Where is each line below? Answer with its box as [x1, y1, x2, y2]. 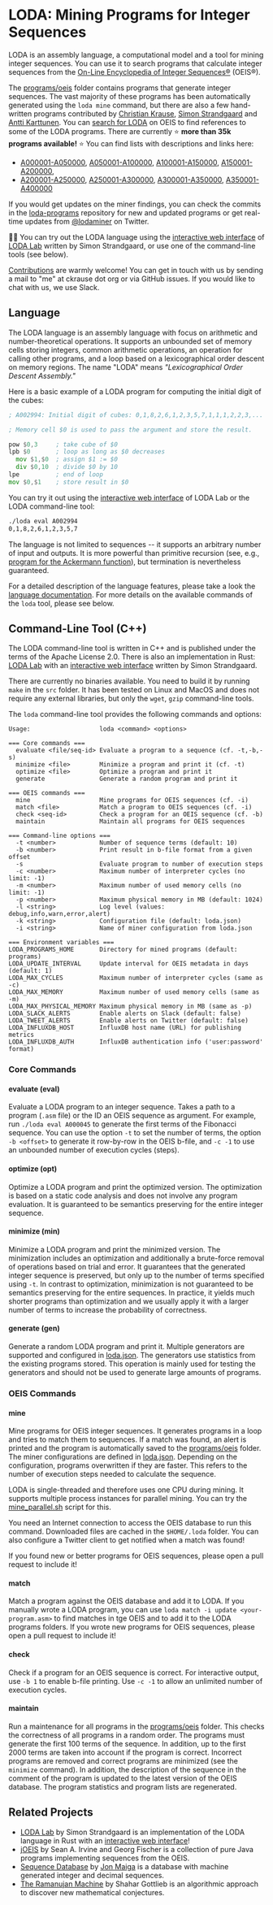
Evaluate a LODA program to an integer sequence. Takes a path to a [8, 1102, 236, 1112]
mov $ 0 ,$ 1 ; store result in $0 [8, 478, 129, 486]
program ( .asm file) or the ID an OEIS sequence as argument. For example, [8, 1111, 257, 1121]
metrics [8, 1031, 35, 1039]
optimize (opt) [8, 1164, 58, 1174]
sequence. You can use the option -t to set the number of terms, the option [8, 1128, 262, 1138]
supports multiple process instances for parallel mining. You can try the [8, 1494, 248, 1504]
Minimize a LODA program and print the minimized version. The [8, 1244, 221, 1254]
